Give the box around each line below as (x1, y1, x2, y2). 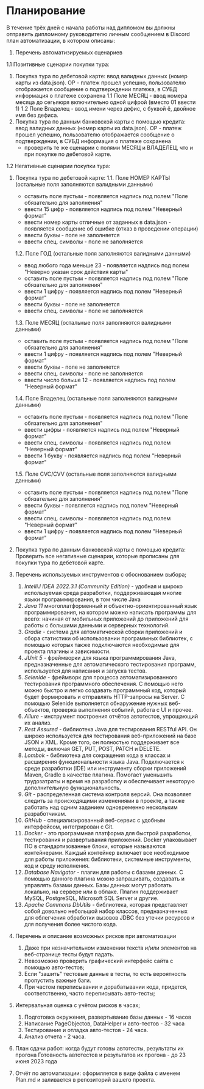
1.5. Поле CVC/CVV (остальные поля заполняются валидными (15, 470, 177, 478)
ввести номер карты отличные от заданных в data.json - (24, 218, 172, 226)
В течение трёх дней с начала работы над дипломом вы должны (6, 24, 175, 31)
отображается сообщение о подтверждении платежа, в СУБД (15, 85, 178, 92)
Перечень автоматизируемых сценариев (15, 48, 123, 56)
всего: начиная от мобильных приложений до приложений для (24, 615, 189, 622)
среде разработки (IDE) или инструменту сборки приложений (24, 764, 187, 772)
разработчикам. (24, 810, 67, 817)
